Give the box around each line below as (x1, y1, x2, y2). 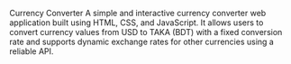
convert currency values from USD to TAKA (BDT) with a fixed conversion (9, 27, 283, 37)
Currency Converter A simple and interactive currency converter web (9, 8, 267, 18)
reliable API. (9, 46, 54, 57)
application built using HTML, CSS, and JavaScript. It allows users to (9, 17, 264, 28)
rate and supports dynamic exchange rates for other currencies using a (9, 36, 275, 47)
